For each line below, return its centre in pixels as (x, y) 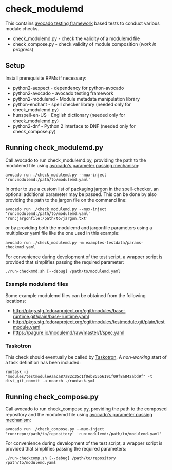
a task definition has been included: (43, 363)
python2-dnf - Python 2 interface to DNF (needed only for (74, 126)
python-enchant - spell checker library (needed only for (72, 104)
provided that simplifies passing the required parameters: (66, 448)
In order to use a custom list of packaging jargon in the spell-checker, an (82, 189)
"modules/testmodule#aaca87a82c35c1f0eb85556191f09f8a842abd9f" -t (79, 377)
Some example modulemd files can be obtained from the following (75, 295)
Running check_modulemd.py (54, 148)
